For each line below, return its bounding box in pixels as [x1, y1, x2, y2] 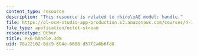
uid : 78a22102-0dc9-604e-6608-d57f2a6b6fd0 [6, 41, 115, 47]
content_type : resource [6, 8, 65, 15]
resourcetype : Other [6, 30, 57, 36]
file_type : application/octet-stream [6, 24, 99, 31]
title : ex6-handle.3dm [6, 36, 62, 41]
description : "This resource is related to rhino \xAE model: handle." [6, 14, 183, 20]
